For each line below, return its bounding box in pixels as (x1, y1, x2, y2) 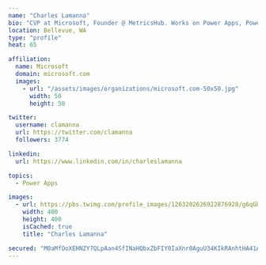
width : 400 (22, 208, 59, 216)
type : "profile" (8, 33, 62, 42)
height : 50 (28, 100, 66, 108)
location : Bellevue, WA (8, 26, 87, 34)
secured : (8, 244, 37, 252)
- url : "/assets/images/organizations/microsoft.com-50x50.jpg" (22, 85, 239, 93)
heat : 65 (8, 41, 37, 49)
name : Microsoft (15, 62, 69, 71)
